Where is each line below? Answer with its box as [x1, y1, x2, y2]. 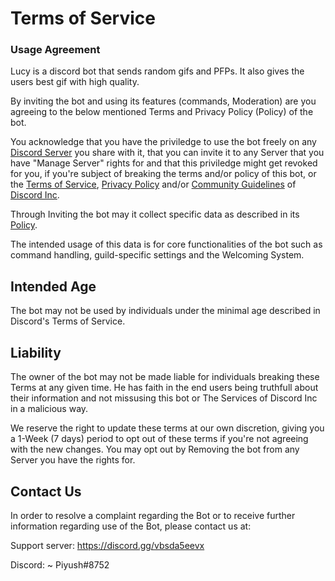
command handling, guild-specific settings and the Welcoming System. [10, 249, 305, 261]
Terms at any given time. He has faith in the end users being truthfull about [10, 382, 319, 394]
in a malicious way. [10, 403, 89, 415]
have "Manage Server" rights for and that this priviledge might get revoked [10, 157, 318, 169]
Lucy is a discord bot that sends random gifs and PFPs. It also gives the [10, 65, 305, 77]
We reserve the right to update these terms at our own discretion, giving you [10, 422, 325, 434]
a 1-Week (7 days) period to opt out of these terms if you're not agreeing [10, 433, 309, 445]
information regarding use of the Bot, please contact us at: [10, 520, 252, 532]
